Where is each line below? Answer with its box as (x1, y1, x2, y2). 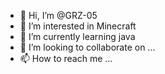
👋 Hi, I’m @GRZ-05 (19, 10, 98, 21)
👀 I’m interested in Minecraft (19, 20, 137, 32)
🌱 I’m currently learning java (19, 31, 136, 42)
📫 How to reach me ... (19, 53, 113, 64)
